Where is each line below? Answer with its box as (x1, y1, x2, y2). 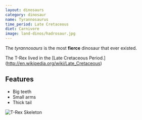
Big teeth (12, 88, 32, 95)
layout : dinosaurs (5, 7, 44, 13)
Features (5, 75, 34, 84)
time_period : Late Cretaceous (5, 21, 69, 27)
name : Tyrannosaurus (5, 17, 49, 22)
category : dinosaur (5, 12, 46, 17)
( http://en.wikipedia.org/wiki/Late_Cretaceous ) (5, 61, 102, 66)
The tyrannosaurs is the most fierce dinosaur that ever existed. (5, 45, 137, 51)
